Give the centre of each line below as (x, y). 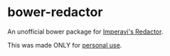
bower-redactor (55, 12)
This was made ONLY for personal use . (65, 45)
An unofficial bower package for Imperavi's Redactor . (85, 31)
